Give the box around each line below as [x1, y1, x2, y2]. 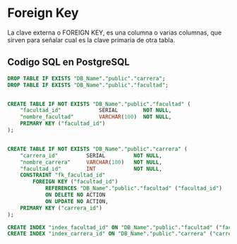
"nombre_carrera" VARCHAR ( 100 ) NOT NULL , [20, 159, 162, 166]
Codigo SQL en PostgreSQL [7, 56, 130, 68]
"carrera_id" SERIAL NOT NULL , [20, 152, 162, 159]
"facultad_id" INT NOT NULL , [20, 165, 162, 172]
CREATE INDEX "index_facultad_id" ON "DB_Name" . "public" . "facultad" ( [7, 224, 219, 231]
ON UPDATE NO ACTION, [44, 197, 109, 205]
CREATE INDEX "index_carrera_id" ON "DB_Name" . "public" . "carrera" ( [7, 231, 213, 238]
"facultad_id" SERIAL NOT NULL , [20, 107, 172, 114]
